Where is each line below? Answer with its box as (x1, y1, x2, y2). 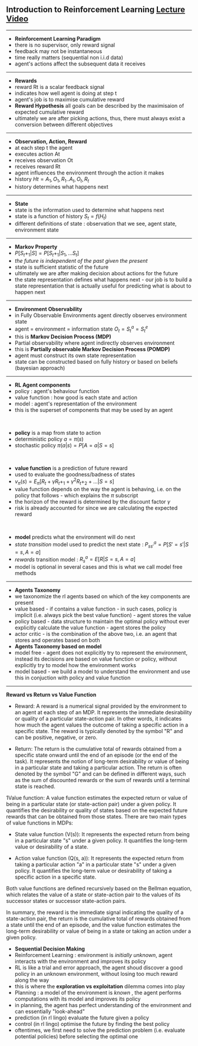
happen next (14, 289, 46, 296)
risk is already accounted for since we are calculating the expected (14, 504, 178, 512)
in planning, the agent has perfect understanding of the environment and (14, 1002, 192, 1009)
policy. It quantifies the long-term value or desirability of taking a (14, 867, 172, 875)
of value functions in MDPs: (6, 819, 74, 827)
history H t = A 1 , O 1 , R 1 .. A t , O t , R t (14, 175, 90, 184)
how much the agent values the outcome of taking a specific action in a (14, 721, 189, 728)
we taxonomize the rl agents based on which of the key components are (14, 593, 190, 600)
